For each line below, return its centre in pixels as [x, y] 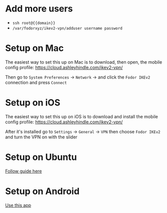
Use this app [18, 205]
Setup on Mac [34, 48]
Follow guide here [23, 171]
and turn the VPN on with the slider [41, 137]
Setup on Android [42, 191]
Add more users [39, 9]
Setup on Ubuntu [41, 157]
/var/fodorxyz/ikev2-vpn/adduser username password [67, 28]
